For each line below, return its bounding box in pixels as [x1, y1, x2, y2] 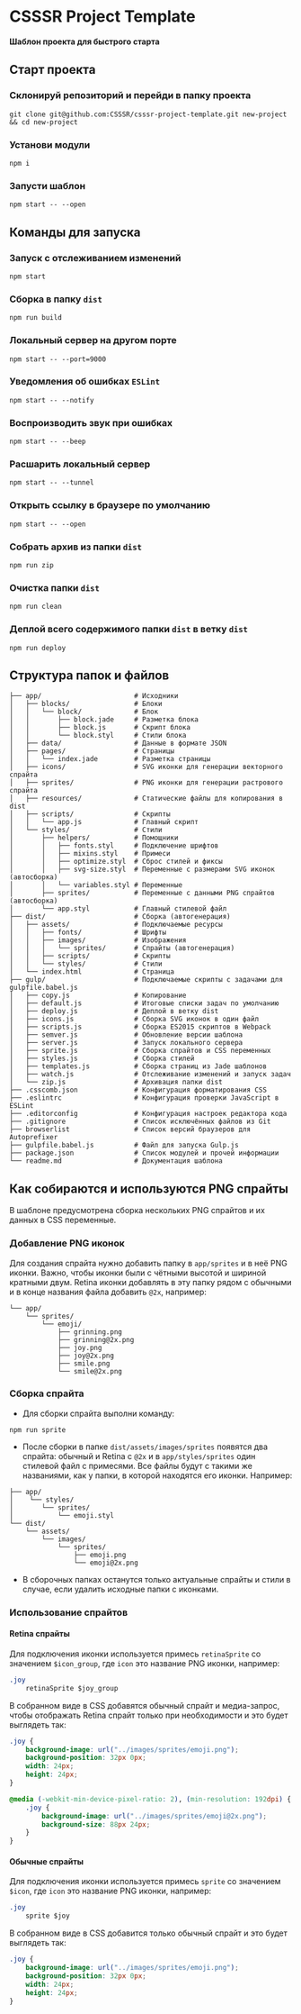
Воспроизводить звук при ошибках [9, 416, 173, 429]
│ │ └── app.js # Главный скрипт [9, 818, 199, 827]
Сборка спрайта [9, 1387, 84, 1400]
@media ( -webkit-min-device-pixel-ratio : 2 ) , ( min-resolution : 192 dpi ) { [9, 1794, 292, 1803]
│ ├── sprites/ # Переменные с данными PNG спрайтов [9, 889, 276, 898]
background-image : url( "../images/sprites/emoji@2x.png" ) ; [41, 1811, 268, 1820]
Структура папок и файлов [9, 667, 169, 683]
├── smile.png [57, 1358, 111, 1368]
